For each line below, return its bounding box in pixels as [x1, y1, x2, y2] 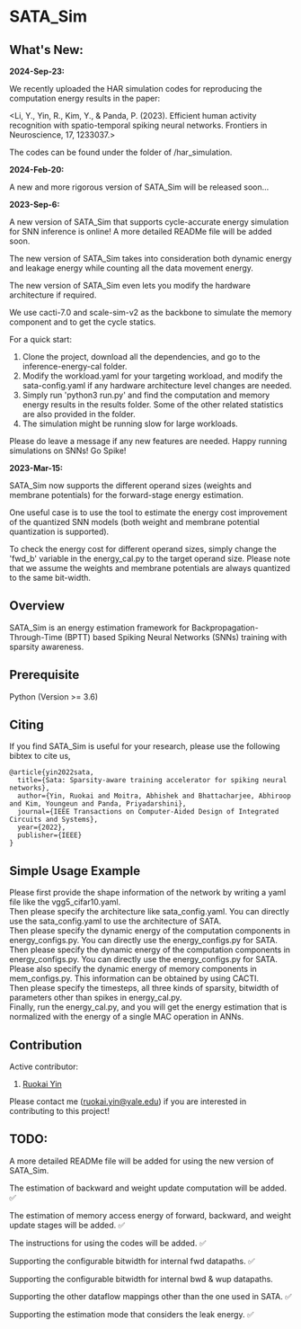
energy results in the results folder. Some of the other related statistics [22, 399, 284, 410]
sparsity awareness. [9, 641, 84, 652]
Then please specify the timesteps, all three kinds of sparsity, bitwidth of [9, 983, 279, 994]
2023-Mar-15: [9, 463, 63, 473]
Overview [9, 598, 66, 613]
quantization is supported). [9, 526, 110, 537]
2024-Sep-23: [9, 66, 65, 76]
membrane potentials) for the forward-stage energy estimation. [9, 490, 244, 500]
